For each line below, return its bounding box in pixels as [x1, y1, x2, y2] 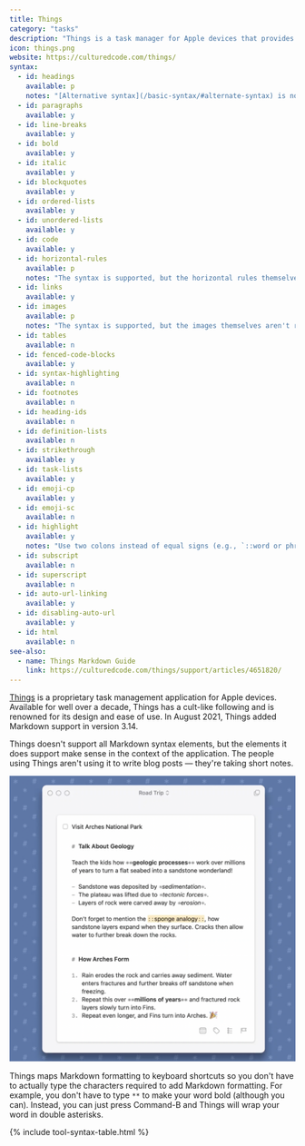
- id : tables [17, 331, 67, 340]
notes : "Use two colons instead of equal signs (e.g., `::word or [25, 541, 282, 550]
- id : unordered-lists [17, 216, 103, 225]
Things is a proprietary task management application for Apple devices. [9, 692, 277, 703]
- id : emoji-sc [17, 503, 75, 512]
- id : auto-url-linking [17, 589, 107, 598]
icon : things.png [9, 44, 75, 53]
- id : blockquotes [17, 177, 88, 186]
